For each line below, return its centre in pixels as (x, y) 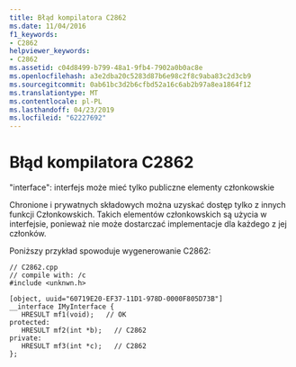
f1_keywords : (34, 34)
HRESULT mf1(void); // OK (74, 315)
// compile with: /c (48, 275)
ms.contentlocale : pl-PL (56, 101)
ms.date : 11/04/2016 (48, 26)
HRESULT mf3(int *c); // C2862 (84, 346)
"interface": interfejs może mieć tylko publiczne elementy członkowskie (142, 188)
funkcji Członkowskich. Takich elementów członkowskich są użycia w (138, 215)
